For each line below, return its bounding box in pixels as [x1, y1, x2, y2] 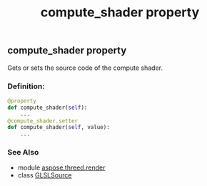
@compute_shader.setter [7, 117, 79, 125]
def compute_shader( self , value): [7, 124, 111, 131]
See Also [7, 148, 39, 157]
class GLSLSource [17, 171, 72, 180]
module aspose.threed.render [17, 163, 106, 172]
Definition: [7, 81, 45, 91]
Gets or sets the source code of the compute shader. [7, 63, 163, 72]
